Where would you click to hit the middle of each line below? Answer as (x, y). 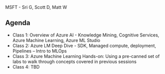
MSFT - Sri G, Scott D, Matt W (36, 7)
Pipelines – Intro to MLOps (39, 51)
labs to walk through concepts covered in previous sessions (74, 61)
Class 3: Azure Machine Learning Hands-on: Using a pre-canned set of (86, 56)
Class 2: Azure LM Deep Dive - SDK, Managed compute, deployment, (84, 45)
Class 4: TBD (26, 66)
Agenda (18, 23)
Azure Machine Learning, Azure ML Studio (56, 40)
